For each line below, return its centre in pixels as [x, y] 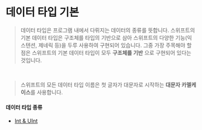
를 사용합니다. [47, 92]
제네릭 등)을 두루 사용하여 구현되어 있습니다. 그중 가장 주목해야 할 [115, 45]
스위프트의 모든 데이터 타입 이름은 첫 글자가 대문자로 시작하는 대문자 [100, 84]
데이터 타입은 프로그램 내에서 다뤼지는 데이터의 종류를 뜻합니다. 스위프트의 [108, 30]
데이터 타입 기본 [42, 12]
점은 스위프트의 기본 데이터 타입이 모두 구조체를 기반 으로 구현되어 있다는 [106, 52]
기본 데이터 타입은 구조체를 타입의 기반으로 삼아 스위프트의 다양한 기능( [104, 37]
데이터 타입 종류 [24, 107]
